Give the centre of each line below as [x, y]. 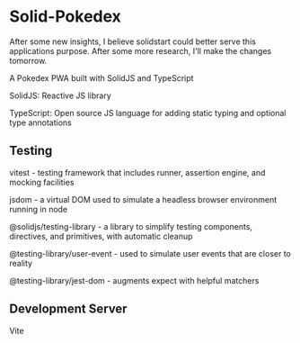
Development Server [68, 309]
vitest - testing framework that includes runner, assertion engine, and [137, 172]
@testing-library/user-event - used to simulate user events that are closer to [150, 253]
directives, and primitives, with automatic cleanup [101, 236]
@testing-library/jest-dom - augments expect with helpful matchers [134, 280]
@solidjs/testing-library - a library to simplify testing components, [131, 226]
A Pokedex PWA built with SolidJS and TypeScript [101, 77]
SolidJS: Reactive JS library [61, 95]
